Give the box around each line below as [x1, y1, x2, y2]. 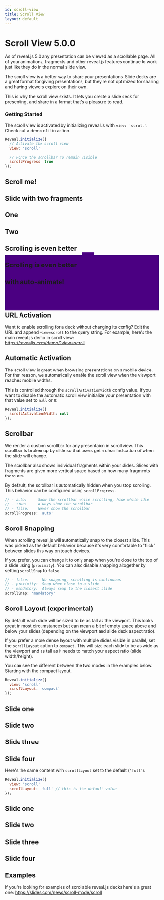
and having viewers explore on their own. [5, 84, 88, 90]
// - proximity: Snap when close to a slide [5, 582, 99, 587]
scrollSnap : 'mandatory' [5, 591, 56, 596]
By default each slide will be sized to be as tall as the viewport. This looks [5, 617, 153, 623]
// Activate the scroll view [9, 141, 69, 146]
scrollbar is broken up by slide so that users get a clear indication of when [5, 448, 154, 454]
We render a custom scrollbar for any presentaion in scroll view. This [5, 443, 143, 449]
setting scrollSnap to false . [5, 568, 61, 574]
